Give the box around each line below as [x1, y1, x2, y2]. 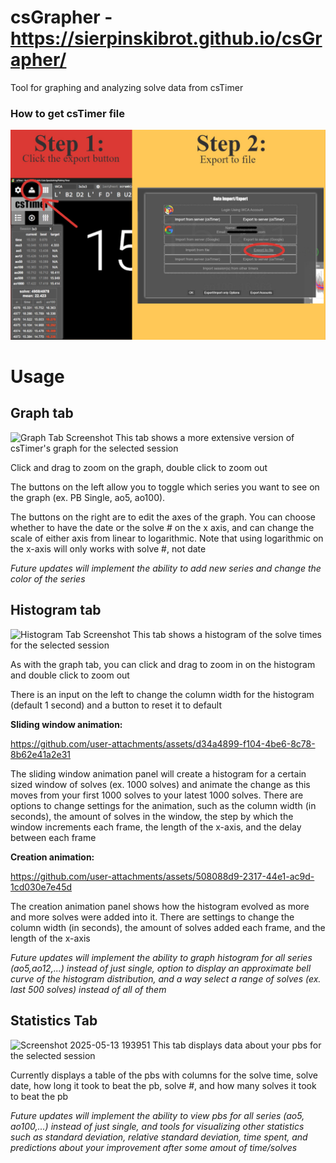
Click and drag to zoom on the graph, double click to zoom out [10, 461, 268, 473]
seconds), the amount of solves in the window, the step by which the [10, 810, 294, 822]
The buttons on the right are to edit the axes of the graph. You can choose [10, 511, 316, 523]
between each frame [10, 831, 97, 843]
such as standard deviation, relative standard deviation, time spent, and [10, 1131, 308, 1143]
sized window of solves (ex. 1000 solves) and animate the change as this [10, 778, 311, 790]
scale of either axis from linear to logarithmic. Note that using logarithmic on [10, 532, 324, 544]
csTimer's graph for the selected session [10, 442, 179, 454]
